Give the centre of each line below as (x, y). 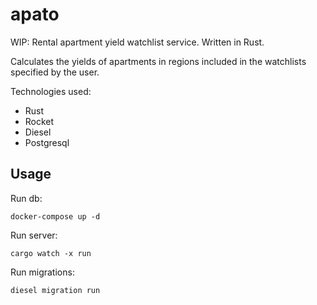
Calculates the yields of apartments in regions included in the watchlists (158, 61)
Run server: (34, 235)
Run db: (26, 198)
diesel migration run (55, 290)
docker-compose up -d (55, 216)
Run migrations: (42, 272)
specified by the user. (55, 72)
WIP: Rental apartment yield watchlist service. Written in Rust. (137, 42)
